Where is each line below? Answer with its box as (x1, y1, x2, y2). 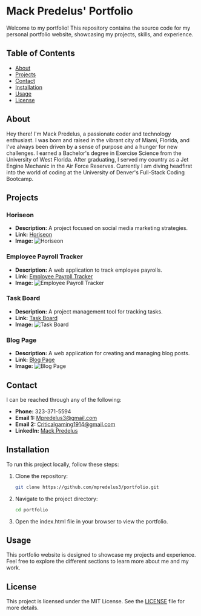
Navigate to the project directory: (15, 495, 98, 502)
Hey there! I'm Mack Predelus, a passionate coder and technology (6, 130, 171, 137)
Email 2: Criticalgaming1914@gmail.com (15, 421, 116, 428)
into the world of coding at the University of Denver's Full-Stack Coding (6, 168, 185, 176)
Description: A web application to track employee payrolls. (15, 266, 162, 274)
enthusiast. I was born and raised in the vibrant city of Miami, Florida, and (6, 136, 189, 143)
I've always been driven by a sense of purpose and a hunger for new (6, 143, 178, 150)
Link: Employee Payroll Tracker (15, 272, 93, 280)
